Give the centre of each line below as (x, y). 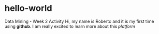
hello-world (29, 8)
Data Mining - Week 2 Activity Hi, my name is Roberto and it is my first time (79, 21)
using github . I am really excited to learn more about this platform (70, 26)
